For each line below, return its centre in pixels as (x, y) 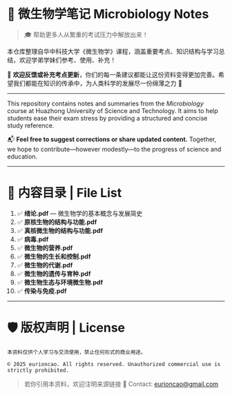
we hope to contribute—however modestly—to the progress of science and (114, 149)
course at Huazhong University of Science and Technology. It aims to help (113, 110)
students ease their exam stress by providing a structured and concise (107, 118)
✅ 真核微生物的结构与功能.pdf (60, 230)
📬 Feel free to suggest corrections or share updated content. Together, (112, 139)
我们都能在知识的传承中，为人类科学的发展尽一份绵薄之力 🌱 (98, 83)
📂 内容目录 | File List (65, 193)
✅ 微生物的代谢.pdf (45, 265)
